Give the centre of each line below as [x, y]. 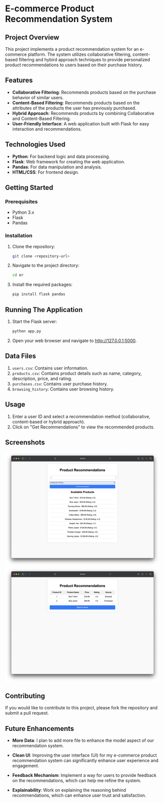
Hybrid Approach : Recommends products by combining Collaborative [83, 113]
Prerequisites [21, 201]
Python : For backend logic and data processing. [61, 156]
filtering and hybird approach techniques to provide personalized [85, 59]
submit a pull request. [27, 713]
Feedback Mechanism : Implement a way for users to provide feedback [84, 775]
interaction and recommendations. [47, 129]
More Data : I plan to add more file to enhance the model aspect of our [83, 740]
